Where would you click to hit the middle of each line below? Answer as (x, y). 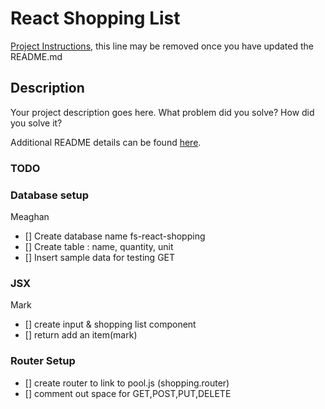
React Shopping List (95, 18)
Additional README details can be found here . (106, 142)
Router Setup (43, 361)
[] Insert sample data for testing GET (100, 257)
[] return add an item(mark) (81, 335)
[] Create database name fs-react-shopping (115, 236)
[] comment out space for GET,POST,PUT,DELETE (128, 393)
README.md (36, 56)
